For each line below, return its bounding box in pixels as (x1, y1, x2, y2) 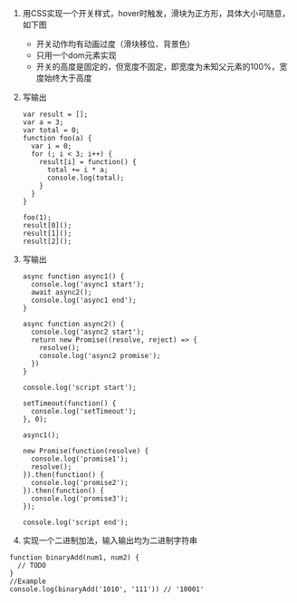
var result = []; (22, 110, 89, 119)
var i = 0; (31, 141, 72, 151)
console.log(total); (46, 173, 125, 182)
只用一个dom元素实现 (35, 50, 117, 61)
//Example (9, 577, 47, 586)
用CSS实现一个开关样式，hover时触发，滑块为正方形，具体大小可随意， (22, 8, 291, 18)
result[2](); (22, 237, 72, 246)
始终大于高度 (43, 73, 92, 83)
